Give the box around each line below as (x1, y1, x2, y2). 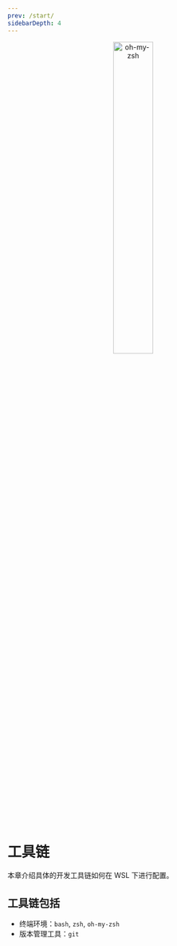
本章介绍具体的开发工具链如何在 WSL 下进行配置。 (7, 871, 174, 880)
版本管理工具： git (18, 929, 80, 939)
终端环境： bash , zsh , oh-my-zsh (18, 919, 120, 928)
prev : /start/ (7, 11, 55, 20)
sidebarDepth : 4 (7, 19, 61, 27)
